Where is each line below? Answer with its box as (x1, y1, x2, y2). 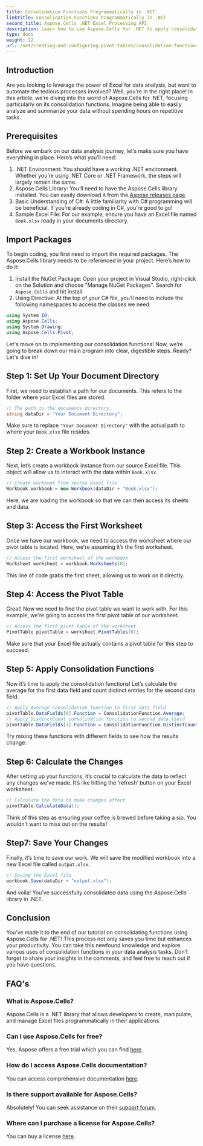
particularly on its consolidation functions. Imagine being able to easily (6, 101, 182, 108)
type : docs (6, 32, 34, 38)
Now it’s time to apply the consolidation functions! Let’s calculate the (6, 680, 177, 687)
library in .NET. (6, 895, 43, 902)
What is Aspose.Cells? (6, 997, 74, 1005)
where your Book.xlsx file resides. (6, 428, 91, 435)
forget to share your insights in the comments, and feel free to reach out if (6, 954, 190, 962)
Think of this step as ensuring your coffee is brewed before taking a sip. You (6, 814, 196, 821)
